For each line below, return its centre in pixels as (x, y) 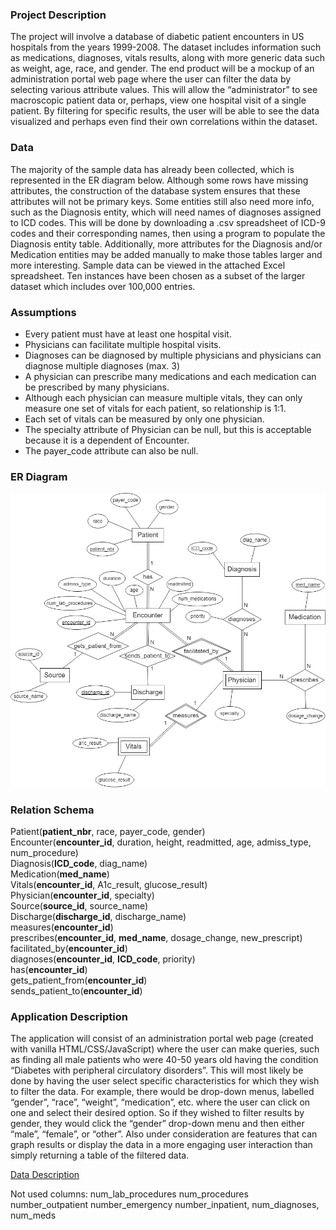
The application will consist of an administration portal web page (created (162, 1039)
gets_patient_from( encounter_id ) (79, 980)
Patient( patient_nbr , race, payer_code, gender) (108, 831)
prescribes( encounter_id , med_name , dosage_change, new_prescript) (156, 937)
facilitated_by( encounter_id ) (69, 948)
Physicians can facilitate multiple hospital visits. (123, 344)
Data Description (45, 1175)
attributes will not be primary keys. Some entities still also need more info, (162, 201)
